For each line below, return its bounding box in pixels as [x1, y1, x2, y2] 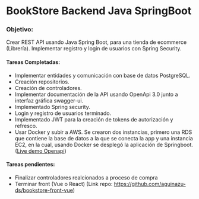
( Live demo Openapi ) [14, 147, 67, 155]
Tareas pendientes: [6, 161, 55, 168]
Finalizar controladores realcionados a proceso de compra [14, 174, 159, 181]
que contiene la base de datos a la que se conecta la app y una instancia [14, 134, 193, 142]
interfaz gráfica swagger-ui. [14, 97, 84, 104]
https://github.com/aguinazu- [113, 180, 186, 187]
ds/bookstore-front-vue [14, 187, 73, 194]
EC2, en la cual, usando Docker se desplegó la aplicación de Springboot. [14, 141, 193, 148]
